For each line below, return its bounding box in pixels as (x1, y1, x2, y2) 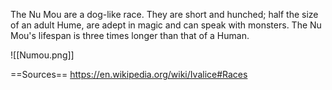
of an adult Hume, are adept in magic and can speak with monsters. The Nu (10, 19, 322, 31)
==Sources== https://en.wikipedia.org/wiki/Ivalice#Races (10, 69, 248, 80)
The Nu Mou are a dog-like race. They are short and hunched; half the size (10, 9, 319, 20)
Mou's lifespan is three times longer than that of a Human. (10, 30, 250, 41)
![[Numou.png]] (10, 49, 75, 61)
